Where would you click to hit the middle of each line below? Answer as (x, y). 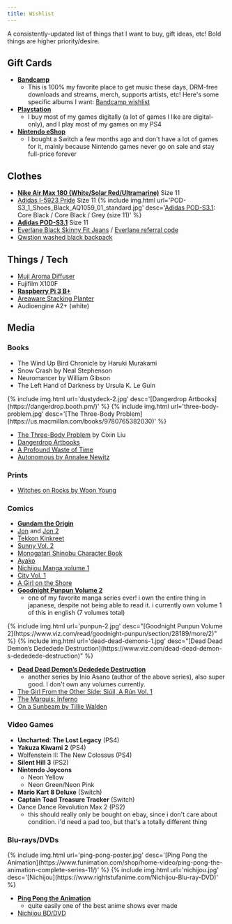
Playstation (34, 110)
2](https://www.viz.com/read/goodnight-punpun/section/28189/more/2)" (112, 634)
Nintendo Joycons (44, 770)
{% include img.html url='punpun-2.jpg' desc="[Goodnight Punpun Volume (115, 626)
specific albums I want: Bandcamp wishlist (89, 102)
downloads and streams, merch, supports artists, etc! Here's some (123, 94)
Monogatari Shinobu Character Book (70, 554)
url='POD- (171, 201)
